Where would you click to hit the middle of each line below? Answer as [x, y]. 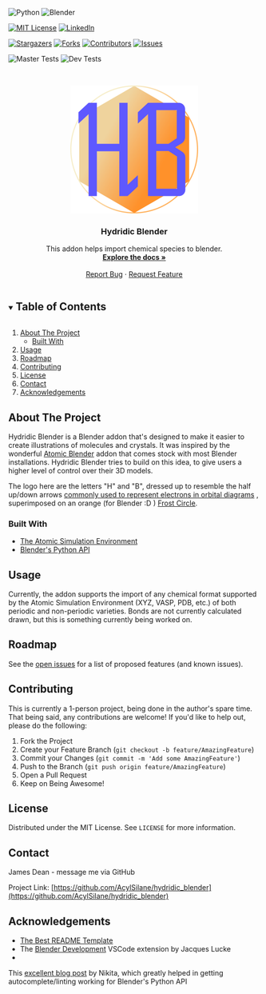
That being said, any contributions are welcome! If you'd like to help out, [127, 717]
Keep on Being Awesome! [62, 783]
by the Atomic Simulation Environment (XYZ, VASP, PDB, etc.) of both [123, 603]
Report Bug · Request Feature [134, 274]
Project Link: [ [31, 888]
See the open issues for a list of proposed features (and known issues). [126, 664]
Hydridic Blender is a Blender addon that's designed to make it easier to [127, 437]
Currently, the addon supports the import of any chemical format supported [133, 594]
